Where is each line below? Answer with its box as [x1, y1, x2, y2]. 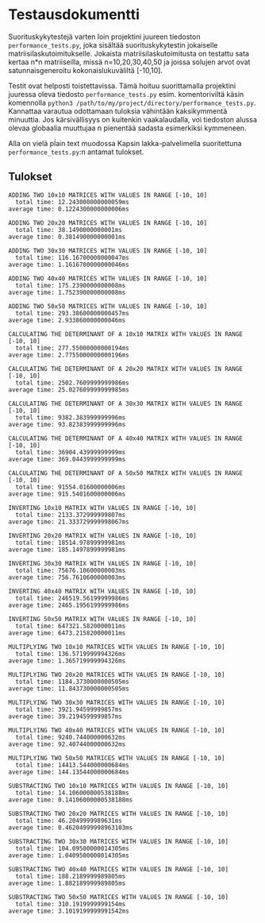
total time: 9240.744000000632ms [15, 733, 126, 741]
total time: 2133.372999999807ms [15, 511, 126, 519]
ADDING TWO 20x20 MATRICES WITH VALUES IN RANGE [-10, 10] [8, 218, 208, 227]
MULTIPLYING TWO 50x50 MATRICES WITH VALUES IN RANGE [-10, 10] [8, 754, 225, 762]
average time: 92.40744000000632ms [8, 740, 126, 748]
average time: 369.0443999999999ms [8, 455, 126, 463]
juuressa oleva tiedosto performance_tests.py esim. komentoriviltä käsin [8, 89, 244, 98]
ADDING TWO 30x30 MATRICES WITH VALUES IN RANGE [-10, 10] [8, 246, 208, 255]
